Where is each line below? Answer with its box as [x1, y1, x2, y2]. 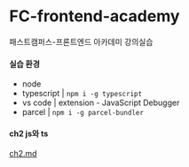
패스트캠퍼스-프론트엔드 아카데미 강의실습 [9, 36, 154, 47]
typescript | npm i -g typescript [21, 88, 143, 99]
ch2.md [9, 148, 37, 159]
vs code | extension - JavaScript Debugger [21, 97, 180, 108]
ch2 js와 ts [9, 128, 49, 139]
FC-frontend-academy [9, 6, 180, 27]
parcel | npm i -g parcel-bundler [21, 107, 145, 118]
